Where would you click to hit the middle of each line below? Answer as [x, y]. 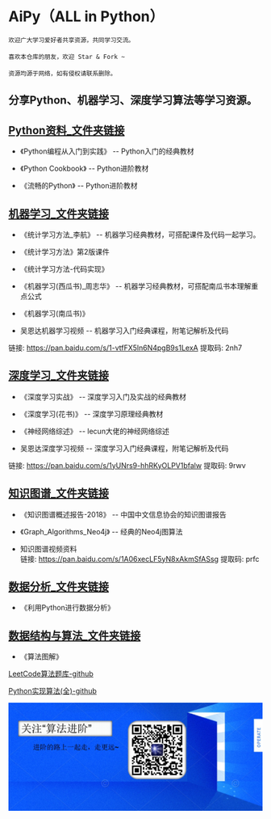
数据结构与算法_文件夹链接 [75, 635]
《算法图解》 [41, 656]
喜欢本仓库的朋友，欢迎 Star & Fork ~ [67, 57]
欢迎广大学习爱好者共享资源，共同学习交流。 [71, 40]
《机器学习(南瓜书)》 [55, 313]
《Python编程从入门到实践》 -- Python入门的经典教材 [107, 151]
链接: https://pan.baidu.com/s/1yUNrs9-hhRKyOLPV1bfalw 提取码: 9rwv [127, 465]
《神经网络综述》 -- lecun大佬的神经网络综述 [94, 431]
